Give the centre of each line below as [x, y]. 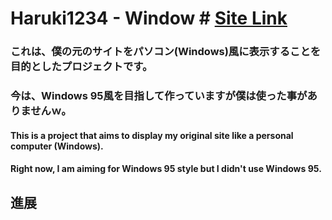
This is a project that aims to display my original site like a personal [152, 135]
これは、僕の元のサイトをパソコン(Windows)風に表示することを [166, 52]
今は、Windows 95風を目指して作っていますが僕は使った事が [159, 96]
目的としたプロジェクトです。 [81, 67]
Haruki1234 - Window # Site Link [149, 18]
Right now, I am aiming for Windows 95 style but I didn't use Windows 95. [166, 169]
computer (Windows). [57, 146]
